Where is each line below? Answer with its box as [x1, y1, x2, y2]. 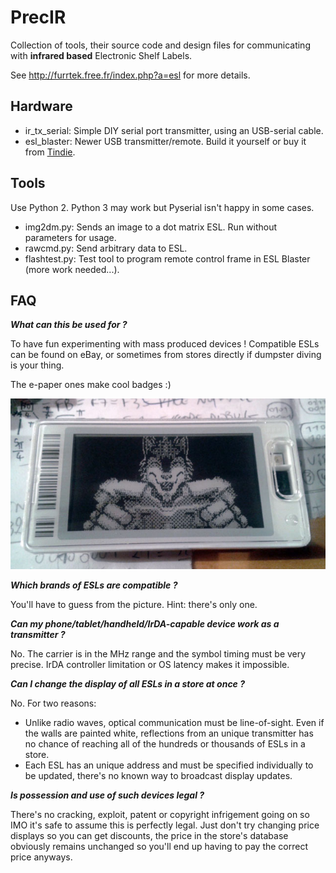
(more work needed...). [24, 263, 120, 275]
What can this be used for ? [10, 319, 128, 331]
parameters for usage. [24, 231, 117, 243]
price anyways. [10, 851, 73, 863]
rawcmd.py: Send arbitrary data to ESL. [24, 242, 188, 254]
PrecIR [10, 6, 67, 29]
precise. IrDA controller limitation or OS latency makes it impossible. [10, 658, 290, 670]
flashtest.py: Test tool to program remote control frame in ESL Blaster [24, 252, 311, 265]
